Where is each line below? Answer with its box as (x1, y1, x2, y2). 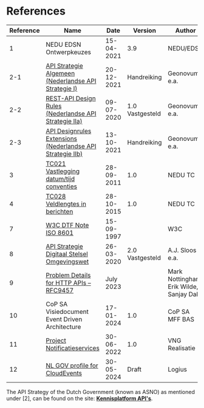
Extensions (45, 134, 78, 143)
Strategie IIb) (45, 149, 83, 158)
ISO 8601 (45, 228, 74, 237)
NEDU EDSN (45, 40, 81, 49)
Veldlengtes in (45, 199, 87, 208)
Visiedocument (45, 307, 89, 316)
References (6, 4, 66, 18)
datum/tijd (45, 174, 75, 183)
